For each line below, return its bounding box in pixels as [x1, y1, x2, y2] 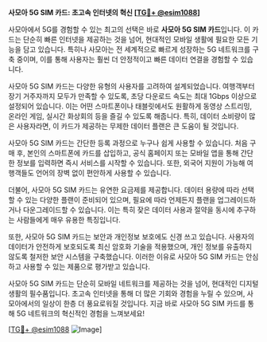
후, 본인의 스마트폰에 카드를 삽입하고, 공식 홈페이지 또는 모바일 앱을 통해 [16, 148, 239, 158]
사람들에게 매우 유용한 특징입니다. [16, 215, 121, 224]
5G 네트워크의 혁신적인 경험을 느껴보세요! [16, 309, 145, 318]
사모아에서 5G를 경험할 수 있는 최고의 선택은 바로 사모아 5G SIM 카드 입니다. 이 [8, 25, 251, 34]
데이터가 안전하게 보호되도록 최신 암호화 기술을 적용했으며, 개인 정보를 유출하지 [8, 242, 253, 251]
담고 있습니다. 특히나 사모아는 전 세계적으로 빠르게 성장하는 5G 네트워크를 [22, 45, 251, 54]
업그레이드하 [217, 195, 257, 204]
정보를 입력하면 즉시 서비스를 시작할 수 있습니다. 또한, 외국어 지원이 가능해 [16, 159, 246, 167]
